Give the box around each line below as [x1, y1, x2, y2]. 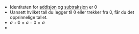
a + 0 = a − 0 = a [9, 19, 45, 25]
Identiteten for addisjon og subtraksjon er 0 [9, 4, 97, 10]
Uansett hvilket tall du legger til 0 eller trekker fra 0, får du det [9, 9, 135, 15]
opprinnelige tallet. [9, 15, 48, 20]
